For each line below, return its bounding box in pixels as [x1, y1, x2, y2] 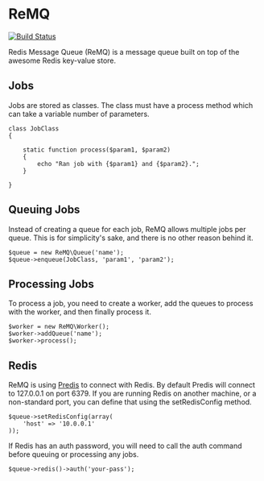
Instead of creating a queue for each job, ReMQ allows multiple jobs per [8, 224, 246, 234]
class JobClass [8, 124, 60, 133]
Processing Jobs [8, 277, 95, 291]
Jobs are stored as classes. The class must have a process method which [8, 100, 254, 110]
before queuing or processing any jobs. [8, 450, 139, 459]
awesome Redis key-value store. [8, 56, 117, 65]
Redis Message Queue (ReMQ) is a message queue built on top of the [8, 47, 240, 56]
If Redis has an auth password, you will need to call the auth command [8, 441, 243, 451]
